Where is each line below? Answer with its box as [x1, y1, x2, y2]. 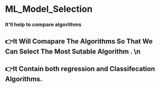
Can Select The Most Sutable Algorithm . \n [5, 47, 141, 55]
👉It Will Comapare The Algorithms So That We [5, 37, 153, 45]
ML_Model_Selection [5, 3, 93, 15]
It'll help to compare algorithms [5, 21, 82, 28]
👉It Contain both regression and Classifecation [5, 64, 155, 73]
